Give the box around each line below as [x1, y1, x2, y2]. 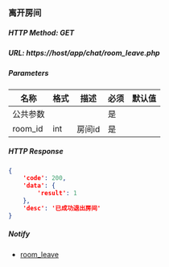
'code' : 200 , [23, 174, 67, 182]
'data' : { [23, 181, 56, 190]
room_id [12, 123, 43, 134]
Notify [8, 229, 31, 239]
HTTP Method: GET [8, 27, 75, 37]
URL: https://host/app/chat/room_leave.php [8, 48, 160, 57]
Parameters [8, 69, 49, 78]
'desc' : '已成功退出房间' [23, 204, 101, 212]
